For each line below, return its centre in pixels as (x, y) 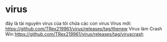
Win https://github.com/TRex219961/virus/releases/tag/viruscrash (74, 34)
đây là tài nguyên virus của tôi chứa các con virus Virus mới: (68, 23)
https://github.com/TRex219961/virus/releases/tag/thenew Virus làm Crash (84, 28)
